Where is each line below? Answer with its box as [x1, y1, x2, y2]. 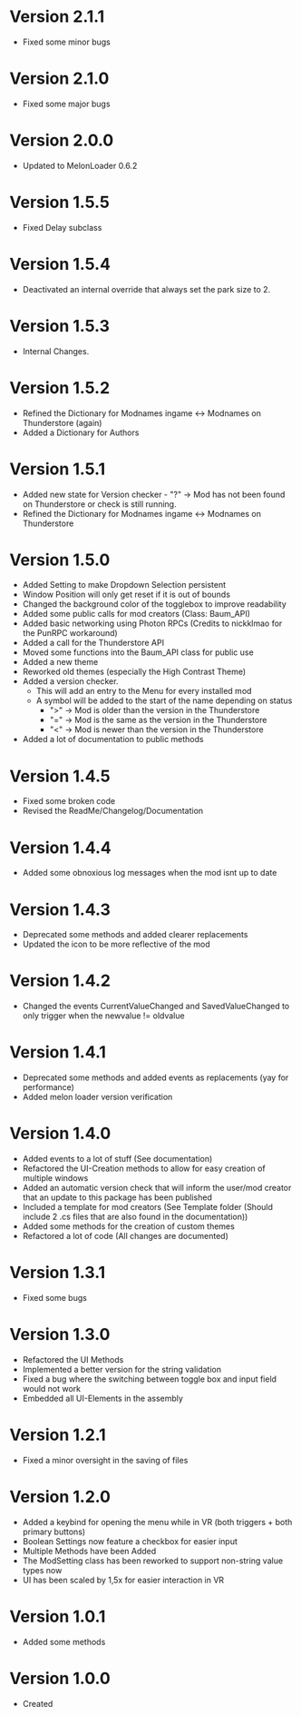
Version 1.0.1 [9, 1606, 106, 1627]
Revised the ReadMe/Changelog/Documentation [22, 806, 204, 817]
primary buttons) [22, 1526, 86, 1537]
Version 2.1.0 [9, 68, 110, 89]
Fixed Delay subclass [22, 222, 102, 233]
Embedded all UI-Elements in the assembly [22, 1393, 184, 1404]
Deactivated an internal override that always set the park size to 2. [22, 283, 271, 294]
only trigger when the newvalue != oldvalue [22, 1010, 185, 1021]
